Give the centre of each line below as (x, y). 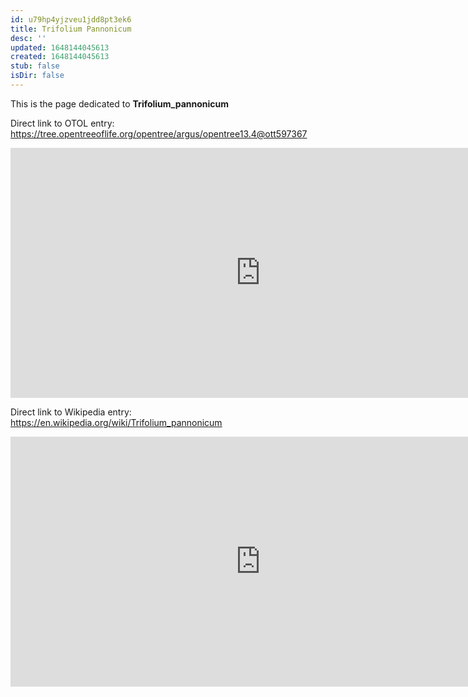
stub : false (35, 66)
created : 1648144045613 (60, 57)
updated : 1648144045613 (60, 47)
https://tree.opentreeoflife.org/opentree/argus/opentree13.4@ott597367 (159, 133)
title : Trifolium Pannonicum (71, 29)
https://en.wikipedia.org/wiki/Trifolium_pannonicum (116, 422)
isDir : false (37, 76)
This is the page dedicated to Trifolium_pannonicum (120, 103)
